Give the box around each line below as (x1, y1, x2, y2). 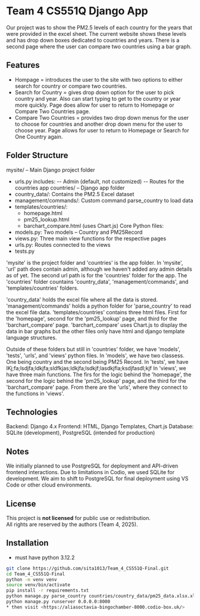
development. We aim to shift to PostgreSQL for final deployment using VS (6, 475, 189, 482)
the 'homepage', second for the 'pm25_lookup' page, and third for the (6, 315, 177, 322)
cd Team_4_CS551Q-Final (6, 571, 65, 577)
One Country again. (14, 133, 63, 140)
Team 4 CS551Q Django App (6, 4, 148, 18)
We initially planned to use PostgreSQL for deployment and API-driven (6, 462, 179, 469)
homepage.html (23, 209, 62, 216)
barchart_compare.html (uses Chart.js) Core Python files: (23, 222, 164, 229)
